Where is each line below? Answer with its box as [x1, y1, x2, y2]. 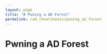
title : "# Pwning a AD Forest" [5, 12, 71, 17]
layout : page [5, 7, 33, 12]
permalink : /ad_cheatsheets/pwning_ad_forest [5, 16, 102, 21]
